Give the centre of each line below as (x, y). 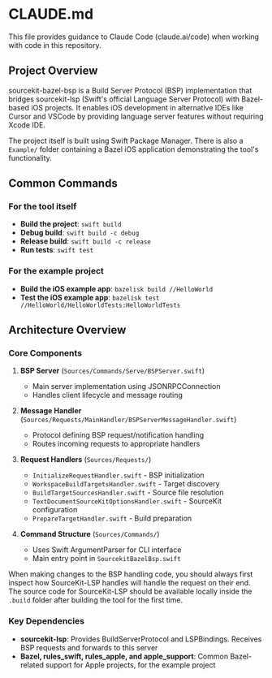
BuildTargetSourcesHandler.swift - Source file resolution (128, 493)
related (32, 665)
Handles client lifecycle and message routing (107, 395)
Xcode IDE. (27, 125)
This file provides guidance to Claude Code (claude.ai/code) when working (134, 37)
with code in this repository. (55, 45)
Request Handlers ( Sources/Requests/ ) (86, 460)
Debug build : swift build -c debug (80, 233)
